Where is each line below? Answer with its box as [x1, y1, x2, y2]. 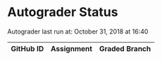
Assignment [50, 43, 93, 53]
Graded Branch [99, 43, 151, 53]
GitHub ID [11, 43, 44, 53]
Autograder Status [7, 4, 118, 20]
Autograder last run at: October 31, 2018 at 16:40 [7, 27, 149, 36]
